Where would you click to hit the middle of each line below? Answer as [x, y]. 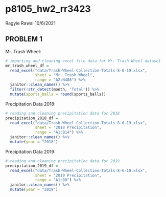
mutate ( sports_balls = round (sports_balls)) [58, 94]
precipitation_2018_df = [32, 118]
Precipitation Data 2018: [30, 104]
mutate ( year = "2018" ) [34, 142]
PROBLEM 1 [24, 39]
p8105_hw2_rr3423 [48, 9]
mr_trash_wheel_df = [27, 65]
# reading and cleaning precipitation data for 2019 [63, 161]
